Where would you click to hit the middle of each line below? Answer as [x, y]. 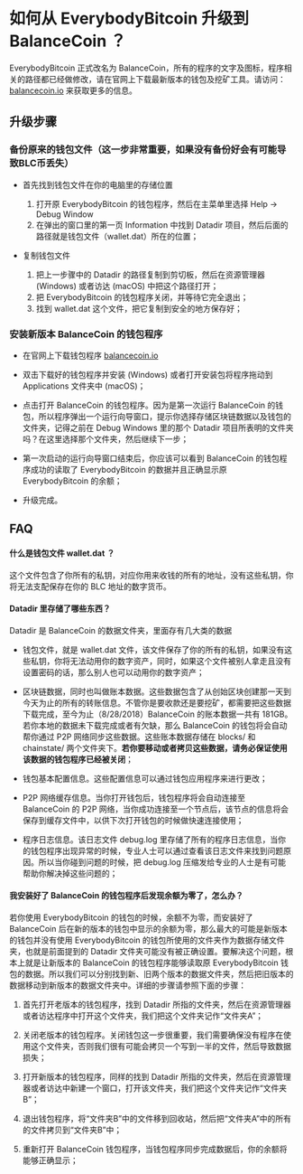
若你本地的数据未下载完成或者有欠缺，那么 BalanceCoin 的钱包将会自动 [155, 725]
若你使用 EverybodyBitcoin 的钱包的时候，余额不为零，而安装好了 [132, 917]
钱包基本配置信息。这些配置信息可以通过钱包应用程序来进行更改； [145, 778]
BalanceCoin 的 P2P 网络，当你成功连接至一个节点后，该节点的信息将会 [156, 809]
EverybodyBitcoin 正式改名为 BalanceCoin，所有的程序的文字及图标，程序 [147, 68]
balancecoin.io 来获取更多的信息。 [73, 90]
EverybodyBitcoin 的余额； [72, 481]
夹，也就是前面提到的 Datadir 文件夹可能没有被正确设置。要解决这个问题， [147, 951]
